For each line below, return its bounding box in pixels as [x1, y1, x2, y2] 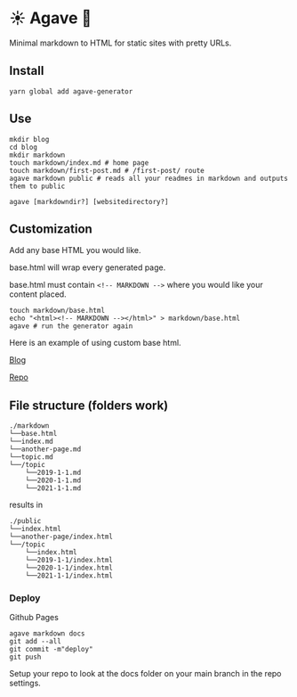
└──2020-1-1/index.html [25, 563, 114, 573]
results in [9, 499, 43, 511]
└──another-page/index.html [9, 532, 114, 542]
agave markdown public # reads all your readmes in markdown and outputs [9, 174, 289, 183]
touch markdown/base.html [9, 307, 105, 316]
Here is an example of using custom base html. [9, 338, 181, 348]
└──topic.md [9, 453, 53, 462]
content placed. [9, 289, 67, 299]
